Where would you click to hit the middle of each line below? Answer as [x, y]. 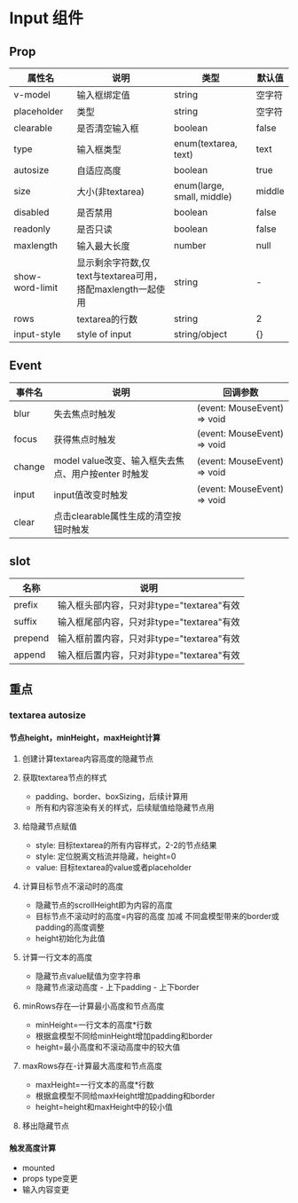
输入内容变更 [45, 1190]
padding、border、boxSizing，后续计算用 [112, 797]
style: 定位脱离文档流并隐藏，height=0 [106, 856]
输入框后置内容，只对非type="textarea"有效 [149, 655]
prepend [31, 638]
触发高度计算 [32, 1148]
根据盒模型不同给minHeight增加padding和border [124, 1036]
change [30, 467]
